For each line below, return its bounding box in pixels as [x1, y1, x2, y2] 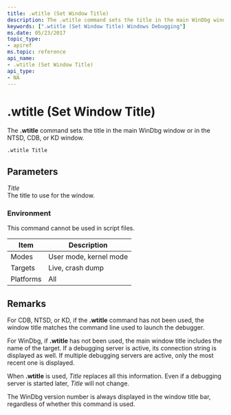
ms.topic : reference [7, 49, 67, 56]
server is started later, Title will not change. [7, 379, 129, 387]
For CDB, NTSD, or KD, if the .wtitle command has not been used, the [7, 316, 205, 324]
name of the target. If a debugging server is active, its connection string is [7, 344, 217, 352]
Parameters [7, 166, 58, 178]
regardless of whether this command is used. [7, 400, 135, 408]
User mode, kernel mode [47, 252, 129, 262]
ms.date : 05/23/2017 [7, 29, 67, 36]
